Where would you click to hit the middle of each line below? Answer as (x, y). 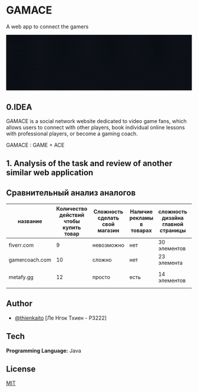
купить (72, 227)
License (21, 369)
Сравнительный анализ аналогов (71, 193)
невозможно (108, 245)
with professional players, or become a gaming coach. (72, 134)
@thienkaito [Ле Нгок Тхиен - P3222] (61, 318)
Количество (72, 208)
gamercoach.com (30, 260)
